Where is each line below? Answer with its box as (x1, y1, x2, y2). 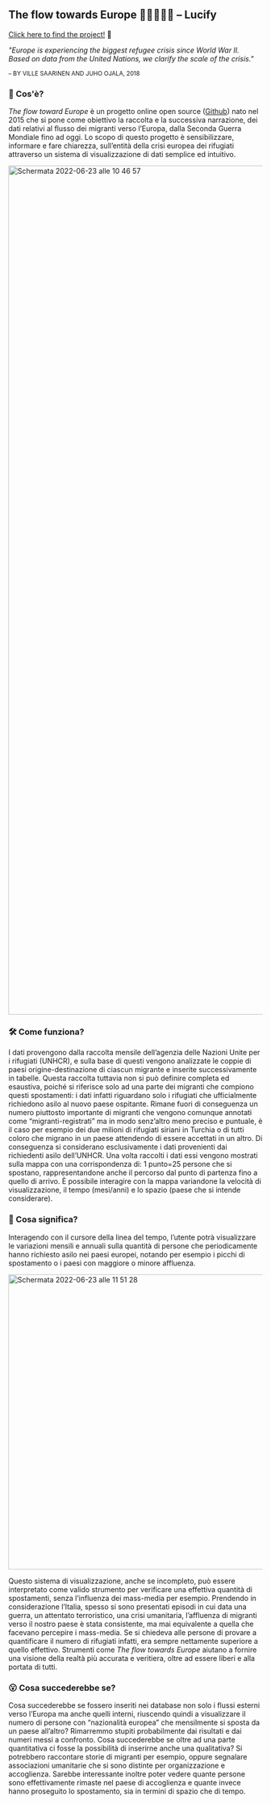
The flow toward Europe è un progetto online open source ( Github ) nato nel (8, 107, 259, 116)
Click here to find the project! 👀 (8, 29, 112, 39)
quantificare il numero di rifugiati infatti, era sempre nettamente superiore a (8, 1636, 258, 1646)
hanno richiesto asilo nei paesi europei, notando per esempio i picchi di (8, 1249, 245, 1259)
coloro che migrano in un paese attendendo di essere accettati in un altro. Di (8, 1134, 263, 1143)
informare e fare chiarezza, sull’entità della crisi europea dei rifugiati (8, 141, 235, 150)
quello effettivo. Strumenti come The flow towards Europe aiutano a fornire (8, 1645, 257, 1654)
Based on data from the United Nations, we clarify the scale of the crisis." (8, 53, 254, 63)
